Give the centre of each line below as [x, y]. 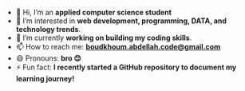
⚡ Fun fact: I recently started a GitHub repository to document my [126, 67]
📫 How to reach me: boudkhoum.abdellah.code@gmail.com [118, 47]
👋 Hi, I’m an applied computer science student [93, 12]
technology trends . [48, 29]
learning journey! [45, 79]
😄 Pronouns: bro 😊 [48, 58]
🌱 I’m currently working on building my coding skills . [104, 38]
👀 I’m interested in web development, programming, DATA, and [121, 21]
